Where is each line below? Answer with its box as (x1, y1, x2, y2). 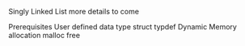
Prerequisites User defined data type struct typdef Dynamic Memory (8, 22, 237, 31)
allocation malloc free (8, 31, 81, 40)
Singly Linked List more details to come (8, 7, 140, 16)
